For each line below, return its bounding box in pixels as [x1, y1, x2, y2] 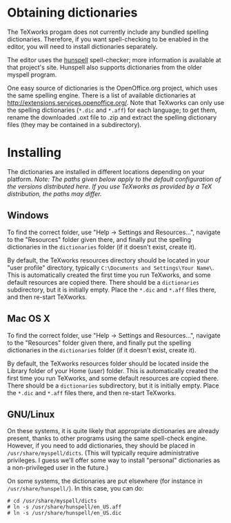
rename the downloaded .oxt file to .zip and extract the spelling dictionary [7, 113, 217, 122]
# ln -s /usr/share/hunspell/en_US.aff [7, 504, 122, 511]
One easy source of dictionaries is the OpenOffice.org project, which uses [7, 84, 219, 92]
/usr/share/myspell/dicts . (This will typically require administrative [7, 449, 199, 457]
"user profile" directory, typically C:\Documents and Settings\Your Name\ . [7, 263, 214, 272]
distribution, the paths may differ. [7, 189, 102, 198]
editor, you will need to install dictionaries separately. [7, 42, 158, 50]
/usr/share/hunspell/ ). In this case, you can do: [7, 484, 144, 493]
